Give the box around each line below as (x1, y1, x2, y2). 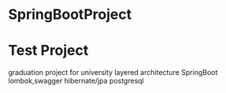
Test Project (8, 42, 89, 60)
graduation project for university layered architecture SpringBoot (8, 68, 218, 77)
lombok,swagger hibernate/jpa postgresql (8, 76, 144, 86)
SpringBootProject (8, 6, 132, 24)
